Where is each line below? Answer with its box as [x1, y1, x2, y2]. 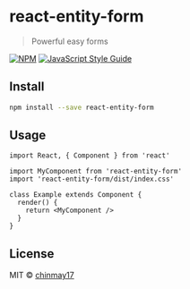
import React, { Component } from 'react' [9, 151, 170, 160]
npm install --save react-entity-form [9, 103, 154, 112]
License [9, 246, 55, 261]
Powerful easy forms [30, 36, 109, 47]
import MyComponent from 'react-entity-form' [9, 167, 182, 176]
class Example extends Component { [9, 191, 142, 200]
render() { [17, 199, 58, 208]
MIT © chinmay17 [9, 270, 74, 281]
